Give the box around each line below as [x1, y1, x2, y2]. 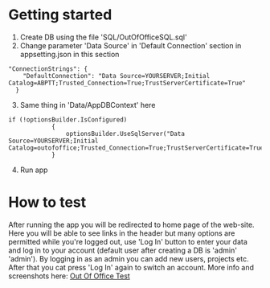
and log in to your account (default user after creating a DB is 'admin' [8, 245, 237, 255]
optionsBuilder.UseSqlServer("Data [65, 130, 185, 138]
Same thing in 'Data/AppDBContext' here [19, 100, 156, 109]
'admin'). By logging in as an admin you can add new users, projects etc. [8, 253, 249, 263]
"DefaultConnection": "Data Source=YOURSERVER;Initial [22, 72, 211, 80]
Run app [19, 165, 48, 175]
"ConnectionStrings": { [8, 64, 88, 73]
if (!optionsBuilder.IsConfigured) [8, 115, 128, 124]
